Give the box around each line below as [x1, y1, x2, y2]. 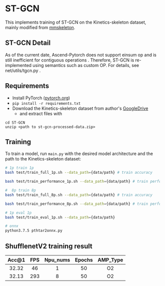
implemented [5, 62, 32, 68]
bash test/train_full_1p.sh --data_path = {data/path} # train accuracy [5, 170, 153, 175]
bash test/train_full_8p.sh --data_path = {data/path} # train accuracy [5, 192, 153, 197]
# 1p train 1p [5, 165, 34, 170]
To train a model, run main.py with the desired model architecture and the [5, 151, 153, 157]
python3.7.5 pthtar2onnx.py [5, 228, 63, 233]
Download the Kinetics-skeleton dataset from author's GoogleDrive [12, 105, 148, 111]
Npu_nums [44, 256, 70, 263]
